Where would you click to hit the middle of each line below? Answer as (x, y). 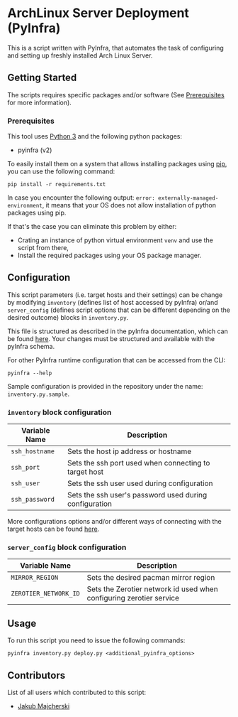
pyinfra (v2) (35, 150)
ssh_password (33, 500)
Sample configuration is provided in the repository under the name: (105, 386)
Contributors (36, 675)
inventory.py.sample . (39, 394)
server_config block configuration (67, 547)
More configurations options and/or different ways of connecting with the (114, 522)
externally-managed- (188, 198)
